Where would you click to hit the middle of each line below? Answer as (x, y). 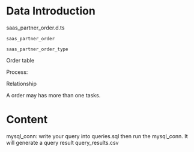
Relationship (22, 84)
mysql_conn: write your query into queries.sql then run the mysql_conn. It (97, 136)
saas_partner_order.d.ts (35, 28)
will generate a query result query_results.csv (62, 142)
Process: (17, 72)
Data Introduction (51, 11)
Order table (20, 60)
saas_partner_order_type (37, 49)
